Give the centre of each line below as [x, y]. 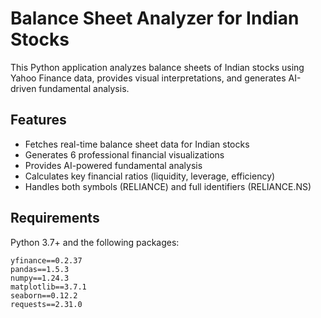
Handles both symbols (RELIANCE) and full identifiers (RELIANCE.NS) [168, 186]
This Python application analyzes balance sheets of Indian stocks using [157, 67]
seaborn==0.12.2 [44, 295]
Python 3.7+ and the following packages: [95, 242]
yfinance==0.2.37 [46, 260]
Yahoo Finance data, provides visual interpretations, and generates [148, 78]
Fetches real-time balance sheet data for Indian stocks [137, 144]
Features [38, 120]
